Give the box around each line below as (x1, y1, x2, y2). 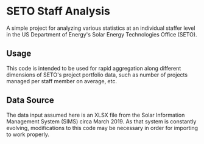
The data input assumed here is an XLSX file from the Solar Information (6, 111, 185, 118)
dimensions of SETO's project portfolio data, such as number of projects (6, 71, 188, 78)
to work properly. (6, 131, 50, 138)
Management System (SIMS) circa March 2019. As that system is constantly (6, 117, 197, 125)
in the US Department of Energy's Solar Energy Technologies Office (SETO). (6, 30, 197, 38)
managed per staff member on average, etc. (6, 77, 118, 84)
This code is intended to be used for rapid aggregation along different (6, 64, 181, 72)
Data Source (6, 95, 54, 106)
